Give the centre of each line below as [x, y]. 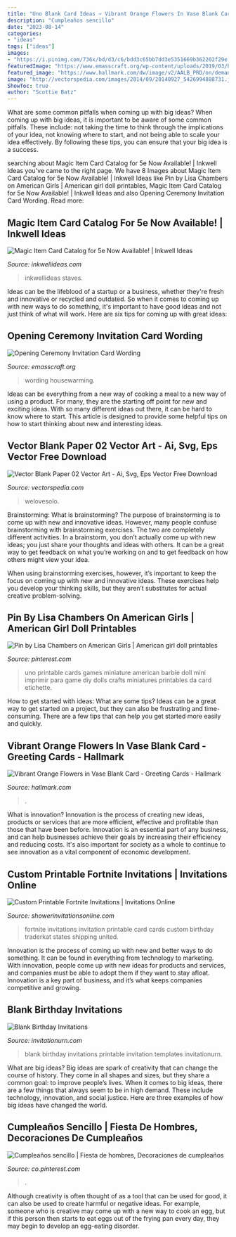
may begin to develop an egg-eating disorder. [73, 1226]
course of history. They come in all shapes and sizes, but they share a [109, 1075]
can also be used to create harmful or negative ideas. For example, [104, 1203]
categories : [25, 33]
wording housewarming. [59, 380]
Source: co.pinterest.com [44, 1169]
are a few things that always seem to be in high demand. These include [110, 1090]
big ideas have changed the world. [57, 1105]
